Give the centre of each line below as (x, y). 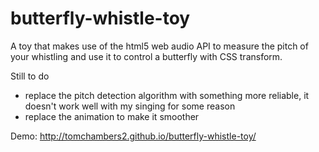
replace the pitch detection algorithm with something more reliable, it (167, 95)
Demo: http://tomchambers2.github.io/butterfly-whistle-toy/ (133, 136)
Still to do (30, 76)
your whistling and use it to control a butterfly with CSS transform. (146, 56)
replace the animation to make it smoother (112, 116)
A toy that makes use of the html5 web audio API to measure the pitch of (159, 46)
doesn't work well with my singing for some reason (130, 106)
